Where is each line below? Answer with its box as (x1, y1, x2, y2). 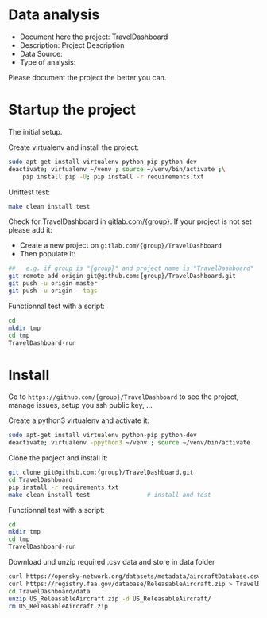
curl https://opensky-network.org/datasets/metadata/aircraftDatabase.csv (8, 573, 261, 581)
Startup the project (8, 101, 137, 119)
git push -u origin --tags (8, 287, 98, 295)
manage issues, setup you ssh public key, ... (8, 401, 153, 410)
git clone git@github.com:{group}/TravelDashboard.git (8, 468, 194, 477)
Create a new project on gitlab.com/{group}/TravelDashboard (19, 241, 222, 250)
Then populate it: (19, 249, 76, 259)
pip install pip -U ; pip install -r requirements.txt (22, 173, 204, 181)
